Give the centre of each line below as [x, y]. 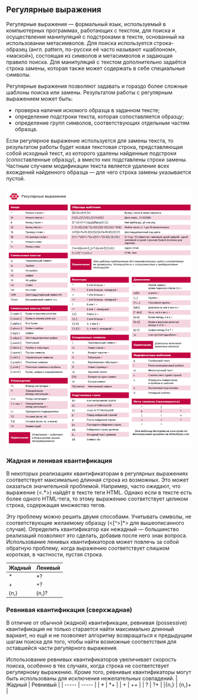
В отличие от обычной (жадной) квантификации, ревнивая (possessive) [97, 623]
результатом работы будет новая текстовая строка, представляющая [95, 147]
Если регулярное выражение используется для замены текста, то [90, 140]
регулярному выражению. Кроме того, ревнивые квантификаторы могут [99, 672]
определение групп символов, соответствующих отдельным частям [102, 123]
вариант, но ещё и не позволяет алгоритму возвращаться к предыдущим [99, 635]
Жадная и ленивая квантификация [59, 461]
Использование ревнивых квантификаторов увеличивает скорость [91, 660]
